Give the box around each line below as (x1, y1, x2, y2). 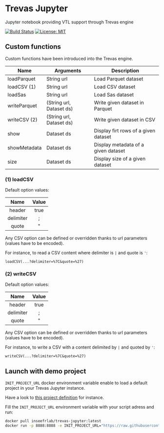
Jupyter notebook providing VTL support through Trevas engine (5, 19, 134, 25)
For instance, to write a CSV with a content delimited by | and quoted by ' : (5, 344, 155, 350)
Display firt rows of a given (94, 127, 155, 134)
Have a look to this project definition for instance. (5, 394, 104, 400)
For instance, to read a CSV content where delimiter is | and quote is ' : (5, 250, 148, 256)
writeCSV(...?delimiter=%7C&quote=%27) (5, 354, 86, 359)
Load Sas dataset (94, 91, 134, 98)
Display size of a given (94, 155, 145, 162)
